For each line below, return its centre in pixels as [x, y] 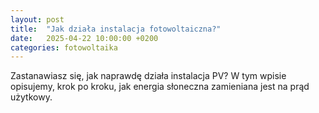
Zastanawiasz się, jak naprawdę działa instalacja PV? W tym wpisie [148, 76]
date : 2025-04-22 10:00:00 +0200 [84, 38]
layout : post [37, 19]
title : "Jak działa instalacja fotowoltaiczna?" [116, 29]
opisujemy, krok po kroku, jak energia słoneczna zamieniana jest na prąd [160, 87]
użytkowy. [31, 97]
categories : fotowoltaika [64, 47]
